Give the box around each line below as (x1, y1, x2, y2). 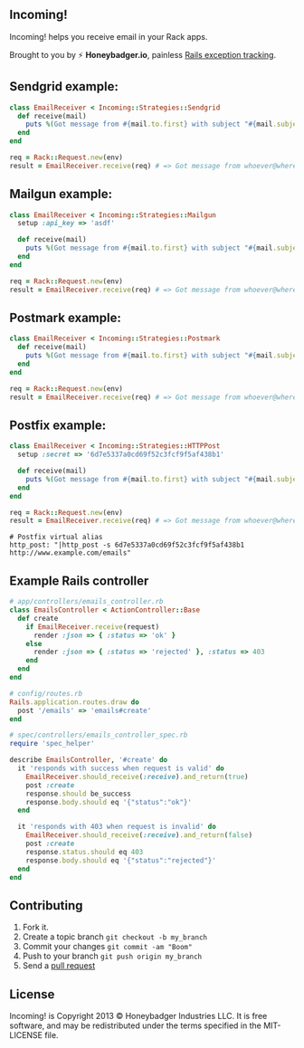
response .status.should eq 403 (25, 847, 144, 856)
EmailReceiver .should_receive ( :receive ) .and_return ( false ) (25, 831, 253, 840)
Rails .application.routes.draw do (9, 697, 140, 707)
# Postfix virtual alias (9, 533, 103, 542)
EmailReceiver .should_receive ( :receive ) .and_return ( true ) (25, 772, 249, 781)
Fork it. (22, 922, 50, 933)
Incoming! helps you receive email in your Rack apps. (9, 31, 208, 42)
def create (17, 614, 59, 623)
